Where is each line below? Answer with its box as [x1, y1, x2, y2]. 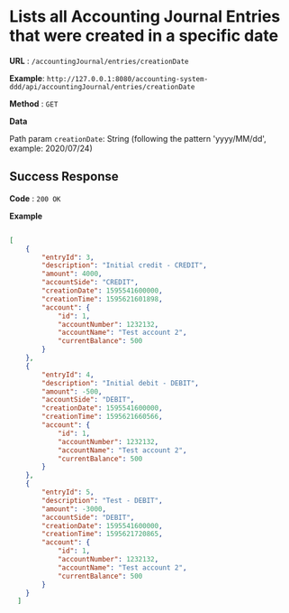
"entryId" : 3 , [41, 253, 95, 262]
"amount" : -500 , [41, 386, 103, 396]
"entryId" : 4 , [41, 370, 95, 379]
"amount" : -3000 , [41, 504, 106, 514]
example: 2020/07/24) [9, 143, 93, 153]
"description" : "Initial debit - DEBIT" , [41, 378, 200, 387]
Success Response [9, 169, 119, 184]
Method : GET [9, 98, 59, 109]
